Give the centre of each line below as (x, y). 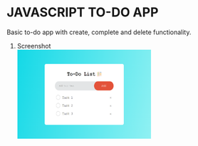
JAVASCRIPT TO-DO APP (83, 12)
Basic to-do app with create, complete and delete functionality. (99, 32)
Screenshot (34, 46)
